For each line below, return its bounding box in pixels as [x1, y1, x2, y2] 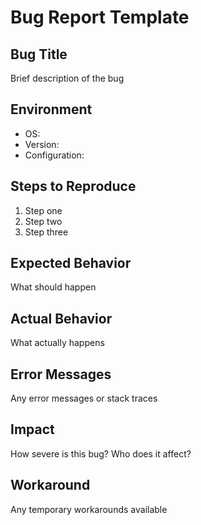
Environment [10, 101, 93, 118]
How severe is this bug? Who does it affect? [10, 447, 192, 460]
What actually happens [10, 337, 105, 349]
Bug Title [10, 46, 68, 63]
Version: [24, 138, 60, 150]
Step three [24, 226, 69, 238]
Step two [24, 215, 63, 227]
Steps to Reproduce [10, 178, 137, 195]
